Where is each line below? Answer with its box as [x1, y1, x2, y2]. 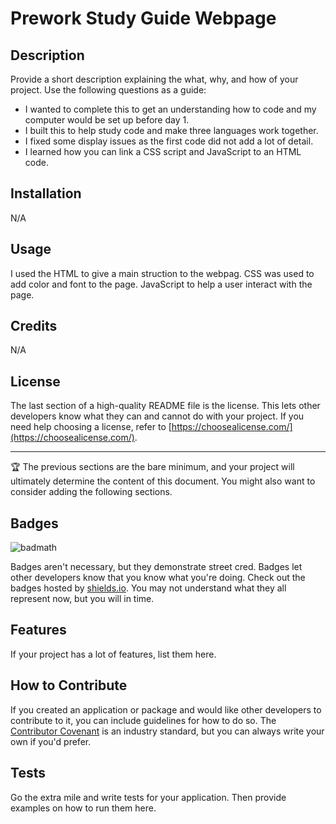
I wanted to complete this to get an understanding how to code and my [24, 103, 317, 115]
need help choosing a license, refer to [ [10, 421, 172, 433]
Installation [10, 185, 82, 202]
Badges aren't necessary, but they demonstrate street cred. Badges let [10, 561, 303, 573]
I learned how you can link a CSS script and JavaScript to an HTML [24, 146, 302, 157]
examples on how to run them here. [10, 802, 157, 814]
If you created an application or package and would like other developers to [10, 703, 322, 716]
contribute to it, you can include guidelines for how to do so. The [10, 714, 277, 726]
